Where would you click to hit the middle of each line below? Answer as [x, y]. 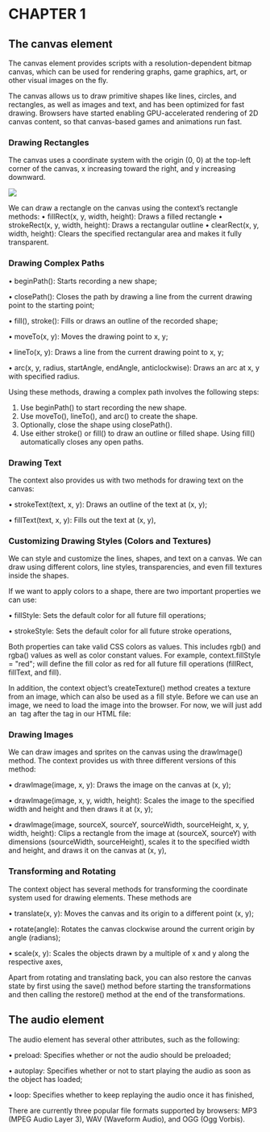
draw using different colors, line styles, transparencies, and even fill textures [135, 567]
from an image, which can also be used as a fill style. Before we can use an [133, 697]
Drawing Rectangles [49, 142]
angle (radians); [35, 938]
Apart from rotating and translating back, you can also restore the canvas [130, 977]
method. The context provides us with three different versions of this [122, 761]
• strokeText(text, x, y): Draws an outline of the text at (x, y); [108, 504]
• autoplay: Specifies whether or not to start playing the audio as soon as [130, 1071]
